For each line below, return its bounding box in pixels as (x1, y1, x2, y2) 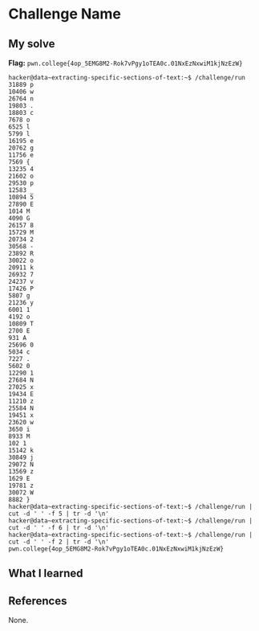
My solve (8, 37, 55, 51)
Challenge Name (8, 5, 122, 23)
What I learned (8, 567, 83, 580)
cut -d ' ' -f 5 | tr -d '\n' (8, 510, 110, 518)
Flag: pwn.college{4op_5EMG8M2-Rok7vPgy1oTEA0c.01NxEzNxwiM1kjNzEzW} (8, 58, 243, 68)
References (8, 594, 67, 608)
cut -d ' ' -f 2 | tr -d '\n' (8, 538, 110, 546)
